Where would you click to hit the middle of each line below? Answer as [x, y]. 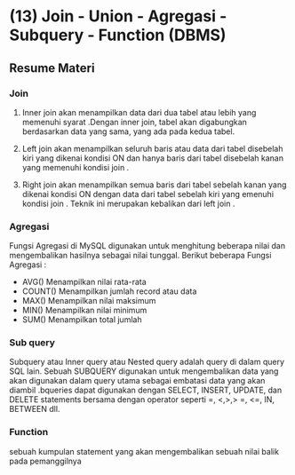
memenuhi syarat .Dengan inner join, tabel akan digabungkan [134, 122]
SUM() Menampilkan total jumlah [82, 320]
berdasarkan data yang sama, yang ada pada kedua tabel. [128, 131]
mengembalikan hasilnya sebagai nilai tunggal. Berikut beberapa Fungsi [140, 256]
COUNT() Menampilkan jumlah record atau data [109, 291]
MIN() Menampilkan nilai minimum [84, 310]
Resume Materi [52, 68]
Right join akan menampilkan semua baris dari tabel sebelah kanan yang [154, 185]
